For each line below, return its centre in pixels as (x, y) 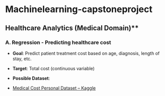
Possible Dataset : (31, 78)
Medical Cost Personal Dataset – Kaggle (54, 88)
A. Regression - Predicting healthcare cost (58, 42)
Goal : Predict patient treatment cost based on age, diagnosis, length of (86, 53)
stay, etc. (22, 59)
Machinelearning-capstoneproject (79, 9)
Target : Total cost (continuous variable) (53, 68)
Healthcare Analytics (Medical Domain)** (72, 28)
